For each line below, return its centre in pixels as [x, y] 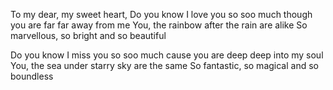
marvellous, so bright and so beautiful [88, 35]
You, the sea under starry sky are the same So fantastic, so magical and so [164, 65]
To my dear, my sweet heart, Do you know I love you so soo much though [161, 14]
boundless [32, 76]
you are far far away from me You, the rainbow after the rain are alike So [159, 25]
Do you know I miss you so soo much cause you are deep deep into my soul [167, 55]
